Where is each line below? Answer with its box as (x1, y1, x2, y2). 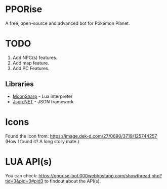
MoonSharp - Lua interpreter (12, 93, 73, 99)
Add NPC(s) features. (12, 54, 58, 60)
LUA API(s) (5, 156, 52, 167)
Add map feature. (12, 59, 50, 66)
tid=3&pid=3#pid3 (5, 178, 44, 184)
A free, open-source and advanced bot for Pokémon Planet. (5, 20, 130, 26)
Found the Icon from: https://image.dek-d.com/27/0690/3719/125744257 (5, 133, 157, 139)
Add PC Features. (12, 65, 50, 71)
